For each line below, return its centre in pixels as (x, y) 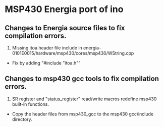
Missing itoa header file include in (47, 48)
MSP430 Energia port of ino (64, 9)
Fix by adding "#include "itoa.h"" (46, 63)
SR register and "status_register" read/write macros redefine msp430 (84, 99)
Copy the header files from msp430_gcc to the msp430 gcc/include (83, 114)
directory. (22, 119)
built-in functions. (30, 104)
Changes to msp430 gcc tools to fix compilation (82, 79)
